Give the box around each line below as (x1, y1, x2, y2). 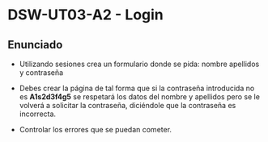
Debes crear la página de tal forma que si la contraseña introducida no (19, 83, 255, 93)
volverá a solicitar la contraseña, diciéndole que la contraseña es (19, 101, 236, 110)
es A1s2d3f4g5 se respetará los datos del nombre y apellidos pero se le (19, 92, 261, 102)
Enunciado (7, 38, 63, 52)
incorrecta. (19, 109, 57, 119)
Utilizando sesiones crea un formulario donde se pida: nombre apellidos (19, 59, 260, 69)
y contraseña (19, 68, 64, 77)
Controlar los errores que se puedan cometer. (19, 125, 172, 134)
